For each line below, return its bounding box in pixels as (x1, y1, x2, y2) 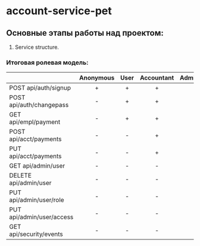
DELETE (9, 171, 32, 179)
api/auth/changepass (9, 101, 69, 109)
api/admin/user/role (9, 196, 64, 204)
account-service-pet (6, 4, 112, 18)
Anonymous (79, 74, 115, 82)
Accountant (139, 74, 174, 82)
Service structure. (14, 43, 60, 51)
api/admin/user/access (9, 213, 74, 221)
